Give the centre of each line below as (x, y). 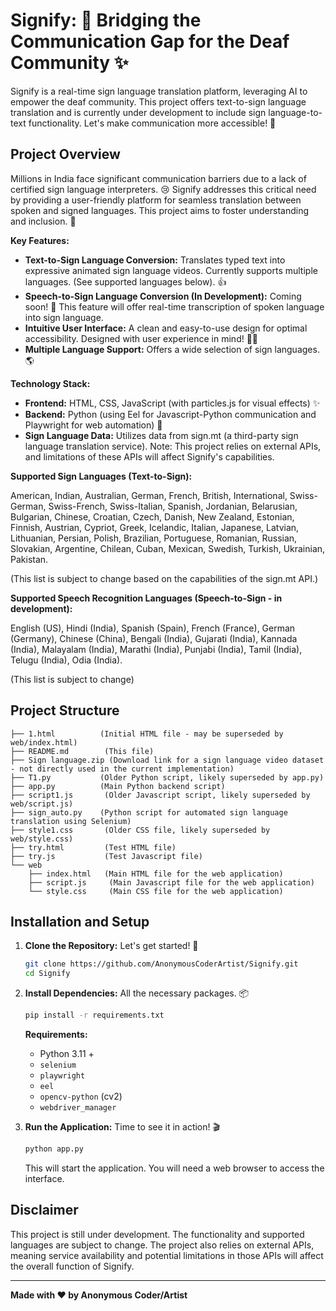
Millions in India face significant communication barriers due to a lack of (158, 178)
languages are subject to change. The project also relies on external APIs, (162, 1245)
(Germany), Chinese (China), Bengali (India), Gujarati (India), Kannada (154, 638)
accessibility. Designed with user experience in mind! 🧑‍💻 (141, 338)
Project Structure (65, 710)
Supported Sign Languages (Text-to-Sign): (101, 476)
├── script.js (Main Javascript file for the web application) (171, 882)
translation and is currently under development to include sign (138, 112)
